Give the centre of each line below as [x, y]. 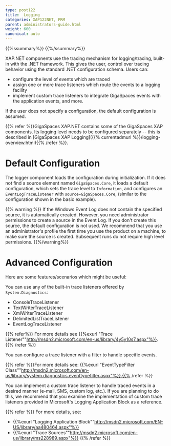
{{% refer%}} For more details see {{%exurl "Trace [59, 334]
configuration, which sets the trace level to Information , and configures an [84, 188]
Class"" [13, 370]
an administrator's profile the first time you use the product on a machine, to [86, 231]
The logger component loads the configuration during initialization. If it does [85, 177]
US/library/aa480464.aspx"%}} [46, 427]
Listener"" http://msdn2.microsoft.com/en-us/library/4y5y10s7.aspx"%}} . [82, 339]
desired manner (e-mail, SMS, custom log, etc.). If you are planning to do [82, 391]
